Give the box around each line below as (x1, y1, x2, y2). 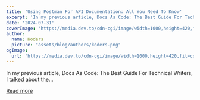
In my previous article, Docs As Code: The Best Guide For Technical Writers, (6, 69, 193, 76)
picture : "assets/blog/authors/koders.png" (11, 42, 121, 48)
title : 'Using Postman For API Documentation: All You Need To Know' (6, 8, 183, 15)
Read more (6, 87, 33, 94)
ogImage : (6, 48, 28, 54)
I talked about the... (6, 76, 54, 83)
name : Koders (11, 36, 44, 42)
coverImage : (6, 25, 36, 32)
